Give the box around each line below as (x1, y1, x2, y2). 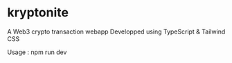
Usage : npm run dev (7, 48, 67, 56)
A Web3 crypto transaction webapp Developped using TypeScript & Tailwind (7, 27, 226, 36)
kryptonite (7, 5, 69, 21)
